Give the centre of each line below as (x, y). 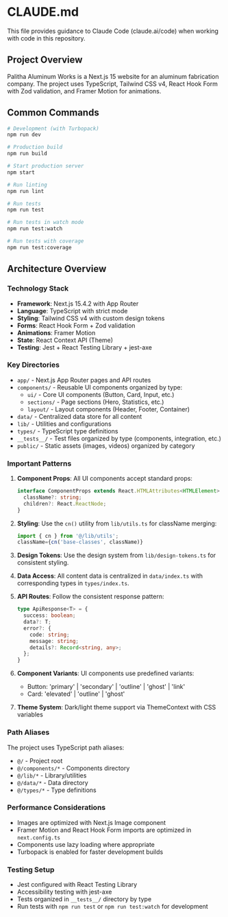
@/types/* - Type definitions (57, 790)
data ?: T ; (37, 622)
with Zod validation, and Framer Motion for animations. (84, 91)
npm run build (27, 154)
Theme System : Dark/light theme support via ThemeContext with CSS (116, 707)
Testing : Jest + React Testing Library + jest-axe (85, 347)
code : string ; (50, 635)
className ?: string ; (53, 497)
